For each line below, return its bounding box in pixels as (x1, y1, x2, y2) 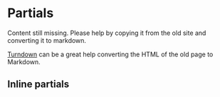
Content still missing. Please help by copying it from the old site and (7, 29, 206, 37)
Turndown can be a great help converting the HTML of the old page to (7, 50, 214, 58)
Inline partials (7, 78, 70, 91)
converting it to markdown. (7, 36, 87, 44)
